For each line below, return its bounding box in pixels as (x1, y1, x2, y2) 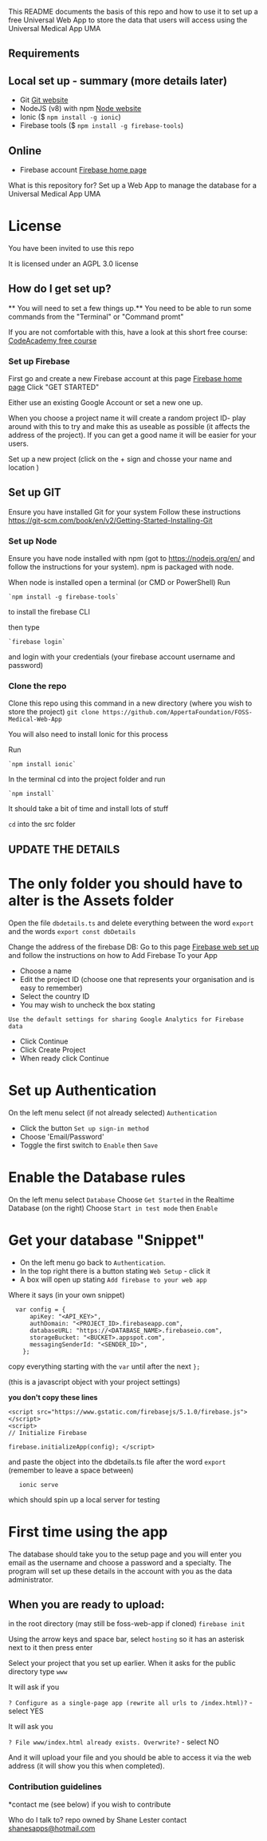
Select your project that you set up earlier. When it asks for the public (8, 1658, 237, 1668)
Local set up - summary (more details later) (8, 74, 228, 87)
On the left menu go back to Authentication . (19, 1258, 166, 1267)
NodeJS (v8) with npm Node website (19, 104, 142, 113)
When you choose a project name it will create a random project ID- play (8, 413, 246, 423)
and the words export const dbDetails (8, 926, 136, 936)
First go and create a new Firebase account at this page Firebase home (8, 374, 242, 384)
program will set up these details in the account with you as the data (8, 1566, 233, 1576)
